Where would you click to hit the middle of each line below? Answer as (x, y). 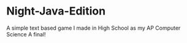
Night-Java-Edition (56, 11)
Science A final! (26, 34)
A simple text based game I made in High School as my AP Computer (93, 28)
